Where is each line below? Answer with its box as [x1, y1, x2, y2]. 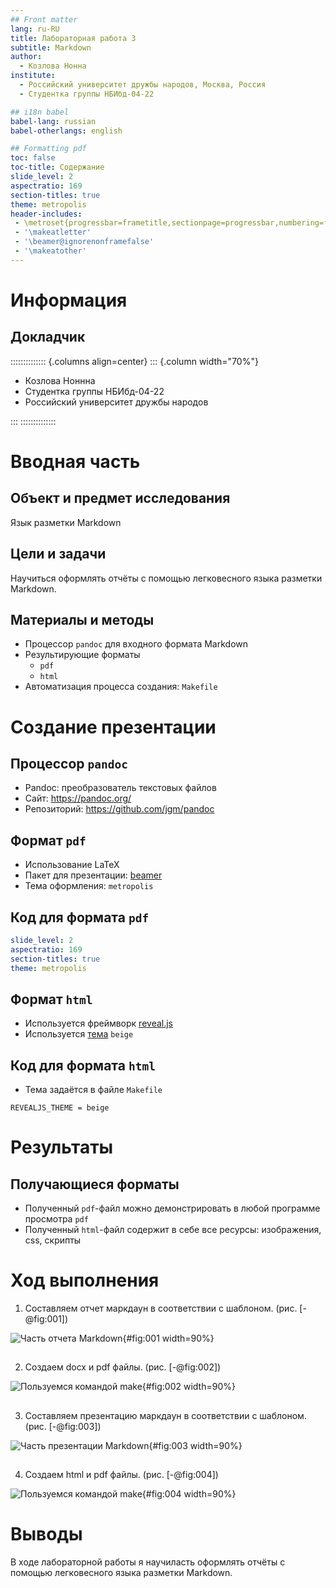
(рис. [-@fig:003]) [24, 1420, 102, 1432]
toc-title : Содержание [10, 162, 105, 173]
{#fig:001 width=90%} [122, 1332, 215, 1345]
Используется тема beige [24, 1028, 134, 1040]
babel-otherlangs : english [10, 126, 123, 136]
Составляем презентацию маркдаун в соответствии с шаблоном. [24, 1409, 307, 1421]
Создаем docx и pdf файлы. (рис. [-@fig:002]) [24, 1361, 222, 1373]
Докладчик [10, 329, 86, 346]
